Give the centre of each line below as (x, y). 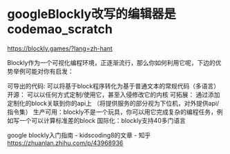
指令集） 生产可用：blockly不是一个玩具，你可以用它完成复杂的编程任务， (112, 112)
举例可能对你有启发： (43, 71)
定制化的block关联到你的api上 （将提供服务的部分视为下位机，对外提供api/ (113, 103)
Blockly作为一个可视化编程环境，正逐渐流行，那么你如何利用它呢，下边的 (111, 62)
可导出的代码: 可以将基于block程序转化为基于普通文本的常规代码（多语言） (114, 86)
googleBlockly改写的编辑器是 (92, 14)
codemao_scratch (60, 29)
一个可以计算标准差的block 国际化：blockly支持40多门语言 (103, 120)
